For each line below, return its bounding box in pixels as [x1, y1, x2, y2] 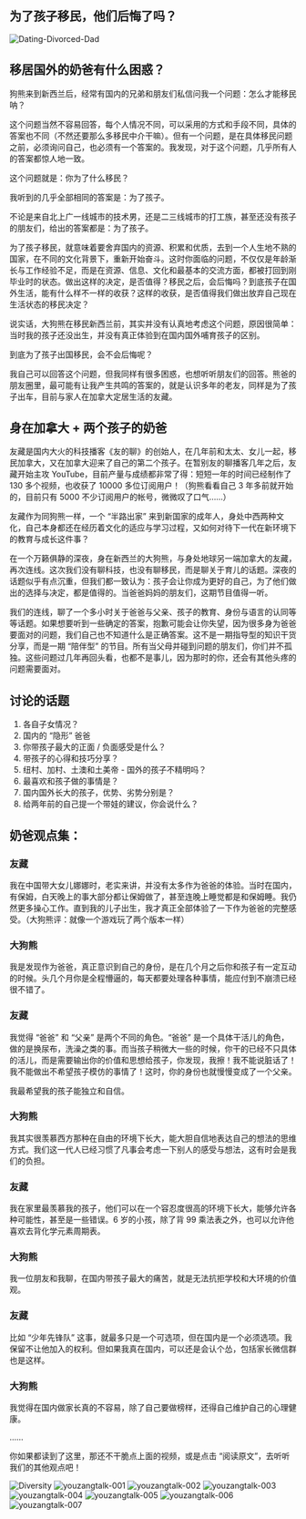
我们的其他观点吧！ [9, 1462, 82, 1473]
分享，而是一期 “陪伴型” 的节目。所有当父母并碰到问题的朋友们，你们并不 [9, 641, 285, 652]
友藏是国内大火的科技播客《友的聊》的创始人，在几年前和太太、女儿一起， [9, 446, 289, 457]
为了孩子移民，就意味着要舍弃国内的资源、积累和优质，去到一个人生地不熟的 [9, 241, 297, 252]
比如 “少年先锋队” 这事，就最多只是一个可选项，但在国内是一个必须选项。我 [9, 1331, 293, 1342]
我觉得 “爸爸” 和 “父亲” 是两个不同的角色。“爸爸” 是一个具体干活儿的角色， [9, 1031, 290, 1042]
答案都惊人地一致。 [16, 153, 89, 164]
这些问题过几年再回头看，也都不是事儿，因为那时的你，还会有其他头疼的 [25, 652, 297, 663]
